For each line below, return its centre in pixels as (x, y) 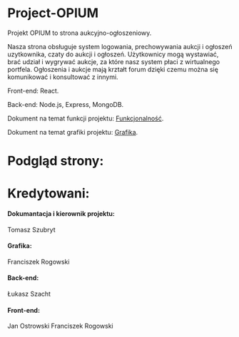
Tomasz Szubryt (31, 229)
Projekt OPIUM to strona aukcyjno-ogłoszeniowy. (80, 33)
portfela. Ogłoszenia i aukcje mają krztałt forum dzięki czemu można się (113, 69)
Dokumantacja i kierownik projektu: (61, 213)
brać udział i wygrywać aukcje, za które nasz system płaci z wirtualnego (113, 61)
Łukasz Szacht (29, 294)
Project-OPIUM (53, 13)
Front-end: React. (33, 90)
